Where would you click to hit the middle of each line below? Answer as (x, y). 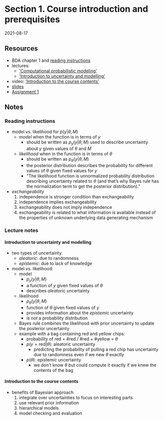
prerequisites (32, 19)
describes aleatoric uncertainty (58, 290)
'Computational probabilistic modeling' (58, 71)
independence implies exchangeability (58, 202)
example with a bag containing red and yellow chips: (72, 334)
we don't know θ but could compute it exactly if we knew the (95, 365)
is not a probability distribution (57, 318)
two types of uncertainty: (37, 253)
